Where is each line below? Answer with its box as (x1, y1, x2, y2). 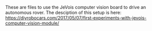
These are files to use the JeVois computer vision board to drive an (5, 4, 146, 10)
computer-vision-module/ (5, 20, 60, 26)
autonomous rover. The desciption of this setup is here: (5, 9, 121, 15)
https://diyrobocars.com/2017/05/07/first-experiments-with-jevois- (5, 15, 147, 20)
